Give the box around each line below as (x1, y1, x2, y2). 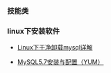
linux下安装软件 (7, 26, 60, 36)
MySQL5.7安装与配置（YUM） (17, 58, 104, 66)
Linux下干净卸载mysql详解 (17, 43, 93, 52)
